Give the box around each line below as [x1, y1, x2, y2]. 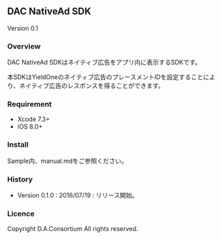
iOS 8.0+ [17, 122, 43, 131]
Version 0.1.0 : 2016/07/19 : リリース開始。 [17, 191, 138, 199]
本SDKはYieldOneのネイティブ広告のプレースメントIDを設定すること [7, 73, 204, 81]
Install [7, 140, 29, 150]
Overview [7, 41, 41, 51]
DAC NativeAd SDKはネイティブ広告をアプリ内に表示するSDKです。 [7, 58, 202, 67]
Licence [7, 209, 35, 218]
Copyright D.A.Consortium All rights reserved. [7, 225, 138, 233]
